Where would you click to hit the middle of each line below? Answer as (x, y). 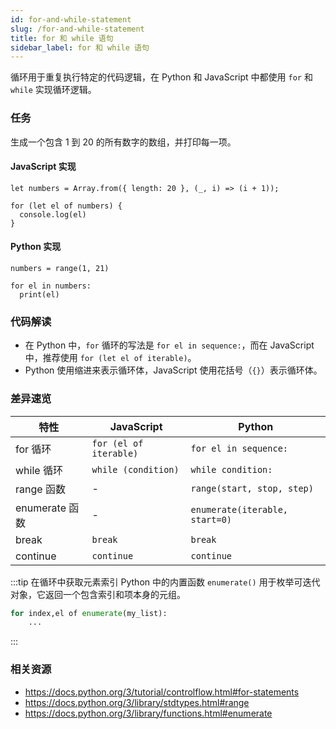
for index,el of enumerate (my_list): (89, 613)
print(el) (39, 294)
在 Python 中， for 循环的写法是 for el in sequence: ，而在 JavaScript (169, 345)
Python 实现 (36, 247)
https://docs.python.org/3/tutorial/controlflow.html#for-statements (162, 692)
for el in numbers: (51, 286)
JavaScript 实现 (43, 167)
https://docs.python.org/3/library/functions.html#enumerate (148, 713)
